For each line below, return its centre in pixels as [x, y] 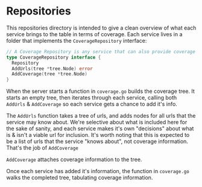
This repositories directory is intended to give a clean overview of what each [101, 28]
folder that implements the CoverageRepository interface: [77, 40]
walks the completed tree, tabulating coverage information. [80, 178]
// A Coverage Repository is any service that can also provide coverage [101, 52]
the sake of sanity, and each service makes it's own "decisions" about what [100, 128]
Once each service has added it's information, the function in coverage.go [98, 171]
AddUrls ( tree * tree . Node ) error [52, 68]
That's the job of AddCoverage [42, 148]
